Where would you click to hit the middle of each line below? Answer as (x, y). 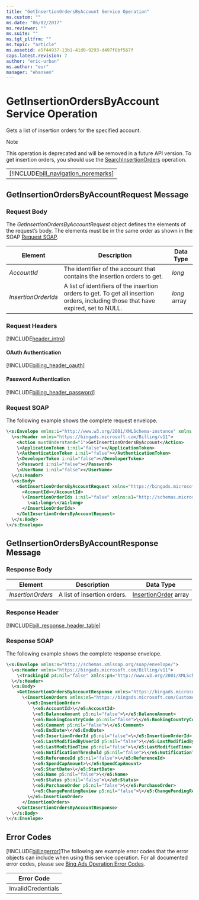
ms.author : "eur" (28, 67)
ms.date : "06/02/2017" (34, 22)
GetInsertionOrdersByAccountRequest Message (97, 195)
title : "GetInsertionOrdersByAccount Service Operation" (78, 12)
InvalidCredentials (34, 889)
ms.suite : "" (22, 34)
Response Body (29, 569)
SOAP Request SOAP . (33, 237)
